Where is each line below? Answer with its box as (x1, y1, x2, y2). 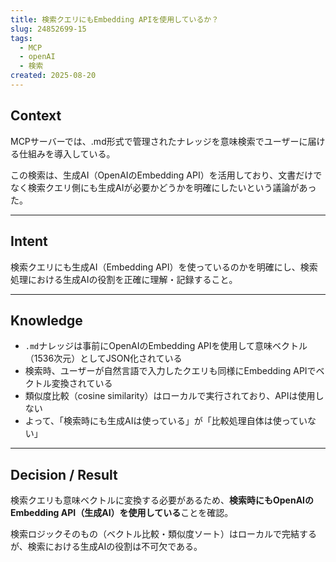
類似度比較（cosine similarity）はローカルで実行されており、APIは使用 (24, 390, 316, 402)
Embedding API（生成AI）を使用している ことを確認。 (10, 507, 234, 519)
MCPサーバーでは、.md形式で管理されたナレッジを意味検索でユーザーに (10, 135, 308, 147)
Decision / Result (10, 466, 118, 483)
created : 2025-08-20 (10, 71, 97, 81)
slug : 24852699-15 (10, 24, 87, 34)
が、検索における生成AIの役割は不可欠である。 (10, 541, 203, 553)
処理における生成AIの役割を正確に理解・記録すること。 (10, 273, 238, 285)
